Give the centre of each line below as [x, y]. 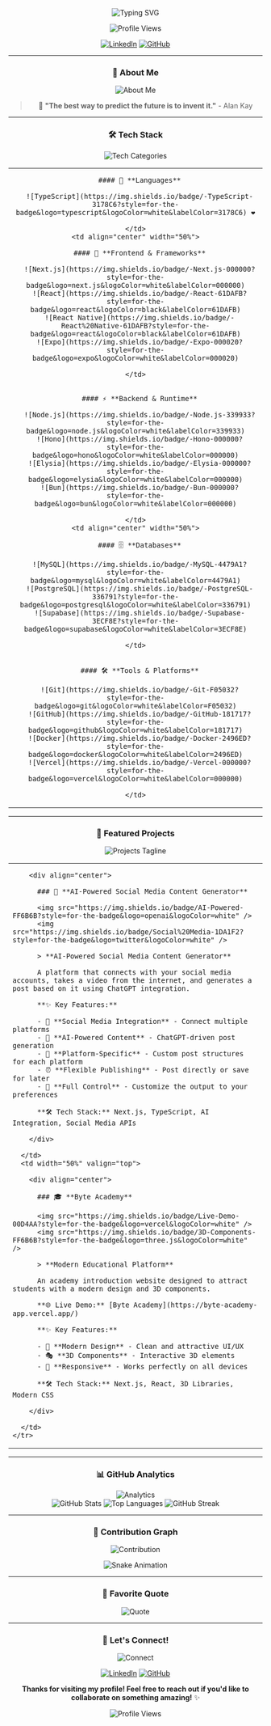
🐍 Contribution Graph [135, 1532]
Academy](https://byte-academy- [196, 1305]
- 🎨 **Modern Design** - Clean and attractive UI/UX [141, 1346]
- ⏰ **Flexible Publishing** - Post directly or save [143, 1070]
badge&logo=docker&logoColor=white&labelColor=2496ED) [135, 754]
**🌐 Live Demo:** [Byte [83, 1305]
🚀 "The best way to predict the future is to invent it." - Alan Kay [146, 106]
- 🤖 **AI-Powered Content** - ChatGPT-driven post [136, 1037]
